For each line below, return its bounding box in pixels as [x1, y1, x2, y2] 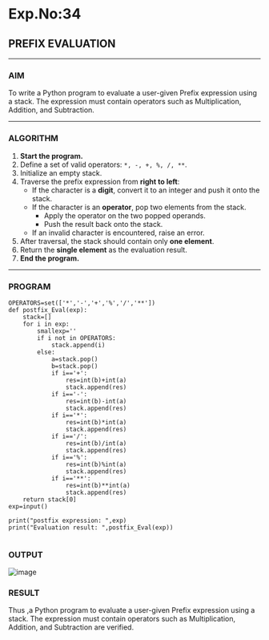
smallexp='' [37, 326, 78, 335]
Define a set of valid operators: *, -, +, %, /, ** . [19, 160, 187, 169]
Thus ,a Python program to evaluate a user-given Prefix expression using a [8, 606, 255, 615]
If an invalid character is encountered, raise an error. [31, 228, 206, 237]
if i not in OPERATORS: [37, 334, 116, 342]
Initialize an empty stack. [19, 168, 102, 177]
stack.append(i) [50, 341, 106, 349]
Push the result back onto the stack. [43, 219, 163, 229]
